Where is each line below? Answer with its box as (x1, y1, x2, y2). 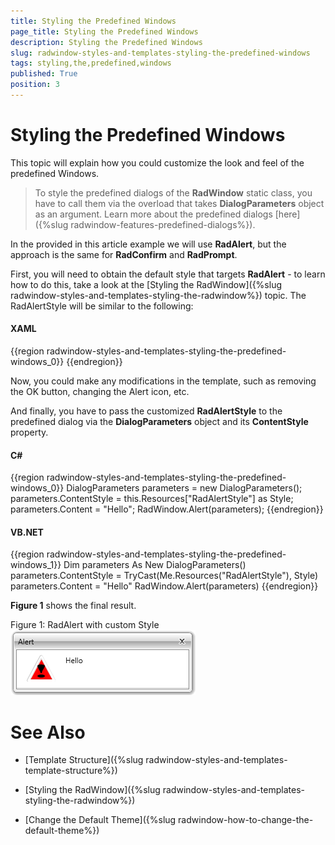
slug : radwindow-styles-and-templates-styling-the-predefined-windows (10, 48, 311, 58)
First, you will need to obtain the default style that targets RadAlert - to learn (10, 268, 326, 280)
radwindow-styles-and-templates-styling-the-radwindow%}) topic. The (10, 289, 307, 301)
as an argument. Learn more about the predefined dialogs (34, 208, 273, 220)
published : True (10, 69, 78, 79)
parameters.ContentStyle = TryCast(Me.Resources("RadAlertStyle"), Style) (10, 570, 319, 582)
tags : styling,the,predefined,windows (10, 58, 172, 69)
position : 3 (10, 80, 60, 90)
